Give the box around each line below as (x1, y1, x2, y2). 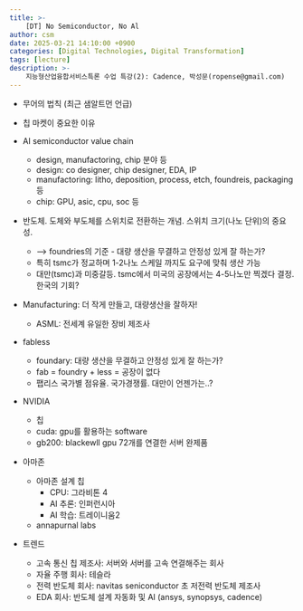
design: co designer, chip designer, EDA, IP (35, 164, 197, 175)
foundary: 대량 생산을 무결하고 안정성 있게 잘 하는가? (35, 355, 223, 366)
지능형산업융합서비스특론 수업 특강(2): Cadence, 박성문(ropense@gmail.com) (25, 72, 286, 81)
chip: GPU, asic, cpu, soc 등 (35, 196, 140, 206)
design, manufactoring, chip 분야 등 (35, 154, 167, 165)
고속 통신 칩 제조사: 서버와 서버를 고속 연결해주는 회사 (35, 558, 224, 568)
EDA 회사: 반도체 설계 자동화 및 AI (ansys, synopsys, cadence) (35, 591, 263, 602)
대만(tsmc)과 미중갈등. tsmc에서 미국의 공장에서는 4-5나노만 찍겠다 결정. (35, 268, 295, 279)
